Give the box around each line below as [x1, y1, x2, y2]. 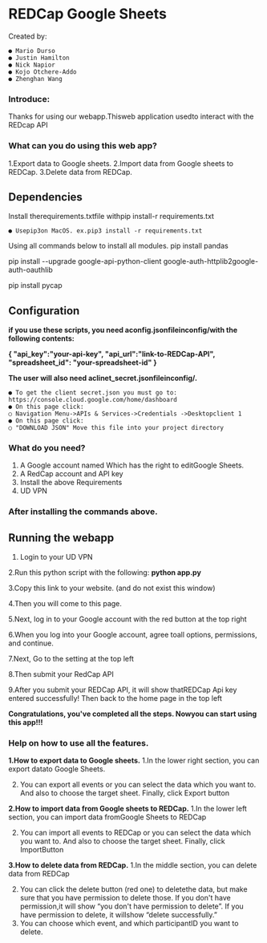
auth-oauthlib [8, 265, 54, 275]
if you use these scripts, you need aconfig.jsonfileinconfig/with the [8, 326, 238, 335]
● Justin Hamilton [8, 54, 70, 62]
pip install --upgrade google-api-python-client [8, 257, 162, 266]
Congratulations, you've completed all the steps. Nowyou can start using [8, 709, 257, 718]
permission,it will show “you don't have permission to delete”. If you [19, 901, 245, 911]
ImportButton [19, 845, 64, 855]
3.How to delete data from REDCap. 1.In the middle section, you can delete [8, 860, 257, 870]
